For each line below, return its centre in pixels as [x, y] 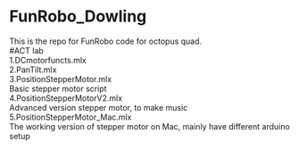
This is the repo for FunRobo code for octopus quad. [106, 41]
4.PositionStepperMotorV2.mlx [66, 98]
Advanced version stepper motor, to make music [99, 107]
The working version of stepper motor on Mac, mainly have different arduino [149, 126]
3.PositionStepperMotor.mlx [61, 79]
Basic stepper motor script [58, 88]
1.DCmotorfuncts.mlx [48, 60]
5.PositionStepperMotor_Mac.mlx [71, 117]
